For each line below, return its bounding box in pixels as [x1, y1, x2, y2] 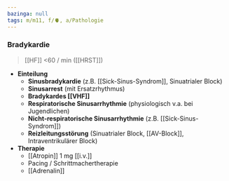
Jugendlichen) [27, 107, 70, 115]
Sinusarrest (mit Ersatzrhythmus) [27, 84, 125, 93]
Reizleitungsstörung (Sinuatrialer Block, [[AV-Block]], [27, 129, 184, 138]
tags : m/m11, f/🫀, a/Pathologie [7, 17, 104, 24]
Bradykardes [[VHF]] [27, 92, 90, 100]
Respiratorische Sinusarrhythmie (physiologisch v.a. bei [27, 99, 193, 107]
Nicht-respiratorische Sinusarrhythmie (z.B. [27, 114, 159, 123]
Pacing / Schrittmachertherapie [27, 159, 119, 167]
